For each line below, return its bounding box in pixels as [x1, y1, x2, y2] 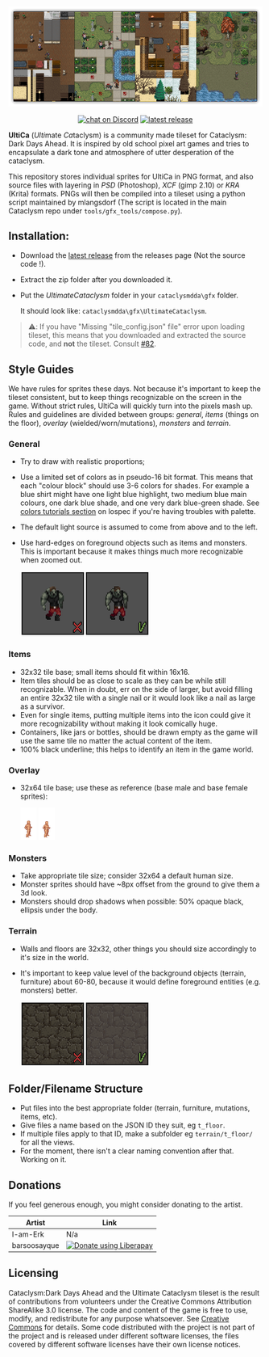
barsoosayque [11, 1241, 60, 1250]
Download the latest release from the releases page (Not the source [19, 251, 246, 260]
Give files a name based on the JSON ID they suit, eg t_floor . [19, 1120, 226, 1130]
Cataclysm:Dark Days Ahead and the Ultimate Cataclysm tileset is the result [8, 1287, 260, 1297]
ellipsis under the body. [19, 905, 98, 915]
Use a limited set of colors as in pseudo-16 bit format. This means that [19, 472, 254, 483]
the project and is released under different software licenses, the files [8, 1330, 239, 1340]
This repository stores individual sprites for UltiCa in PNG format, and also [8, 171, 254, 181]
